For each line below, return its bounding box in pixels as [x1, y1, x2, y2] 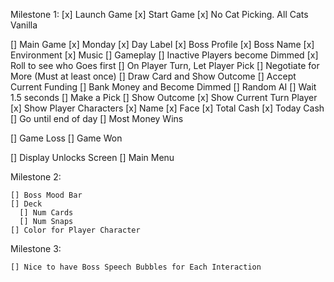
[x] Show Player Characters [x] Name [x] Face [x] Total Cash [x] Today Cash [10, 102, 325, 114]
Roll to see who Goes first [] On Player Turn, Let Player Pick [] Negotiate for [10, 60, 320, 71]
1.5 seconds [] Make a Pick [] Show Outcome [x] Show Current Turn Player [10, 92, 318, 103]
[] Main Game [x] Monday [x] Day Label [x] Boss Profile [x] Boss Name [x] [10, 39, 315, 50]
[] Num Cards [19, 208, 74, 218]
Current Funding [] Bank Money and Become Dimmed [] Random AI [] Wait [10, 81, 317, 93]
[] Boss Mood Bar [10, 190, 83, 200]
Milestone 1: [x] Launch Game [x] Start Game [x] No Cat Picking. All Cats [10, 9, 309, 20]
